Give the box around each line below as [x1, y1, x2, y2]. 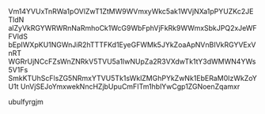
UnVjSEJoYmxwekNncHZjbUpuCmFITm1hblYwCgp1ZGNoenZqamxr [20, 82, 240, 91]
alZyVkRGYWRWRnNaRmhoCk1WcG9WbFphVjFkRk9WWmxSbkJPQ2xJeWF [8, 24, 257, 32]
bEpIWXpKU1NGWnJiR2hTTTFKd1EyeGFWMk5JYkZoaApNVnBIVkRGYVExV [8, 40, 256, 50]
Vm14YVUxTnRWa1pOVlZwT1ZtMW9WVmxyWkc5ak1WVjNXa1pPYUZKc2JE [8, 7, 254, 16]
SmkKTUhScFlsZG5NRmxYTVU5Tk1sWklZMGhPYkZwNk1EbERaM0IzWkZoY [8, 74, 257, 83]
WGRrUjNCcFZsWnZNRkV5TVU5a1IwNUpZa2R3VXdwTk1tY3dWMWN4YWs [8, 57, 256, 66]
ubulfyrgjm [8, 97, 44, 106]
